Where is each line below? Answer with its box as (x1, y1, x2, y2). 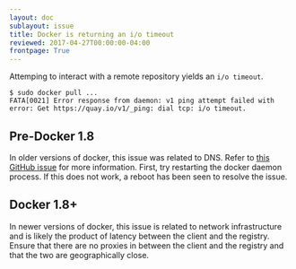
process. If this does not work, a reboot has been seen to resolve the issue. (9, 171, 288, 182)
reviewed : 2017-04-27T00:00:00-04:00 (9, 38, 151, 48)
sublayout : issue (9, 22, 74, 30)
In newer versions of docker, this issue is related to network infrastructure (9, 221, 283, 231)
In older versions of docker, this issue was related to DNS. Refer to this (9, 152, 271, 162)
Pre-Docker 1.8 (9, 128, 95, 143)
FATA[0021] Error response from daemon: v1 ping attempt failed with (9, 96, 275, 106)
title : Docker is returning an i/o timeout (9, 30, 175, 39)
